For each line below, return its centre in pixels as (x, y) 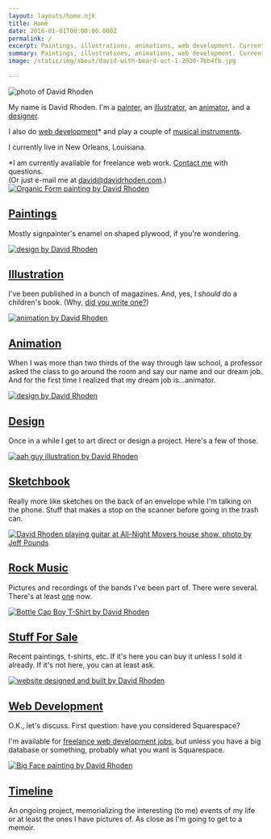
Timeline (31, 791)
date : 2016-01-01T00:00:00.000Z (63, 31)
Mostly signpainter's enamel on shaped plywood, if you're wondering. (124, 233)
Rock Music (38, 568)
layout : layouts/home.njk (52, 16)
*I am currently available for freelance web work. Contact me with (118, 162)
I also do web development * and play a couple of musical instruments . (125, 131)
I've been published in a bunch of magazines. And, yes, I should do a (123, 294)
